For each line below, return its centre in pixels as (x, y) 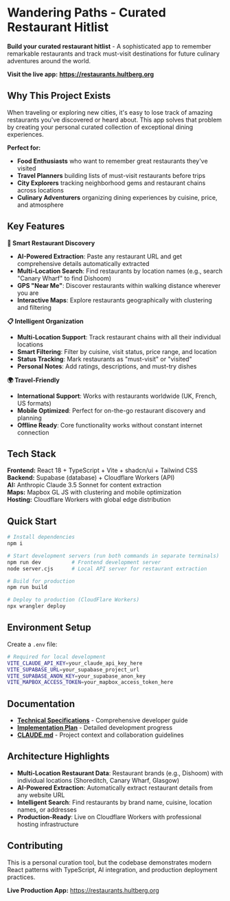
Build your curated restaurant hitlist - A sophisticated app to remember (109, 46)
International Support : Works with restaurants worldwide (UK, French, (117, 396)
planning (30, 418)
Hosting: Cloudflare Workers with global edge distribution (89, 500)
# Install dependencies (41, 537)
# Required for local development (57, 657)
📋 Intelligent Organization (45, 321)
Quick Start (32, 521)
